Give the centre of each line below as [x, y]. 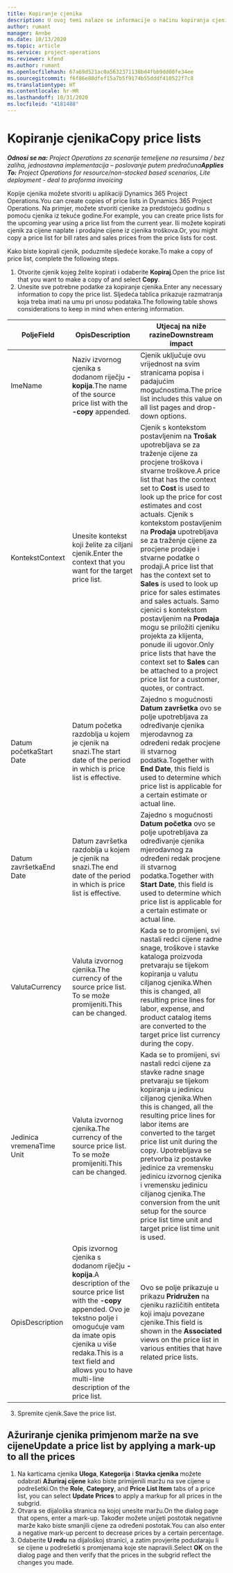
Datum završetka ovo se [181, 708]
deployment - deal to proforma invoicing [65, 180]
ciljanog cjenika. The [173, 1193]
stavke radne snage [172, 1072]
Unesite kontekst [99, 536]
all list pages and [168, 407]
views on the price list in [180, 1339]
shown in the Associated [181, 1330]
